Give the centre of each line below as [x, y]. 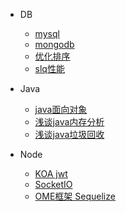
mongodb [54, 44]
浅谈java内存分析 [69, 122]
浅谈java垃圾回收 [69, 134]
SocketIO [53, 184]
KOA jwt [51, 173]
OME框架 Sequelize [75, 196]
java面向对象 [61, 109]
